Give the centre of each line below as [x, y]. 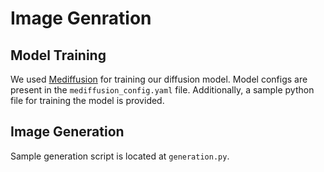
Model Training [58, 55]
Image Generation [67, 132]
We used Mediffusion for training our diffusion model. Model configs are [159, 79]
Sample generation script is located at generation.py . [120, 156]
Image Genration [81, 18]
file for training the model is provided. [87, 100]
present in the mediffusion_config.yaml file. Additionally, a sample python [162, 90]
